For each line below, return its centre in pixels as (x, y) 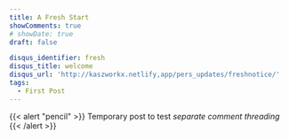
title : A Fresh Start (49, 17)
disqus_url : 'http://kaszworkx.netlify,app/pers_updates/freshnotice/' (144, 75)
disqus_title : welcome (51, 66)
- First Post (41, 91)
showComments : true (45, 26)
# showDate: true (41, 34)
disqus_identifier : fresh (57, 58)
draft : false (33, 42)
